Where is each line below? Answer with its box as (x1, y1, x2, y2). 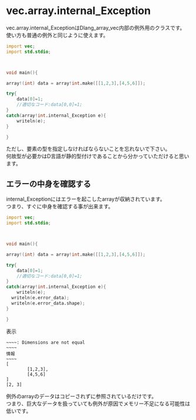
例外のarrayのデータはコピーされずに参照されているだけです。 (6, 392, 157, 399)
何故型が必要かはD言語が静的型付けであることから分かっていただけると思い (6, 153, 190, 160)
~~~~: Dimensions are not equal (6, 339, 85, 346)
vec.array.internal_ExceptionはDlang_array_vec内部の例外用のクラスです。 (6, 24, 185, 31)
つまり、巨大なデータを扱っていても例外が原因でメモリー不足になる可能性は (6, 400, 191, 407)
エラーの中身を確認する (6, 179, 91, 189)
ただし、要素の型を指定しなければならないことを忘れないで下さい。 (6, 145, 171, 153)
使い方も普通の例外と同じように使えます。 (6, 31, 109, 39)
